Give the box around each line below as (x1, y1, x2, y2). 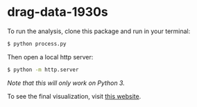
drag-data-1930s (7, 4, 109, 20)
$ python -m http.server (7, 66, 79, 73)
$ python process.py (7, 40, 67, 47)
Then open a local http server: (7, 52, 94, 61)
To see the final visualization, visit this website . (7, 92, 142, 100)
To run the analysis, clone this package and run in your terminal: (7, 27, 191, 35)
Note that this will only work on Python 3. (7, 79, 125, 87)
